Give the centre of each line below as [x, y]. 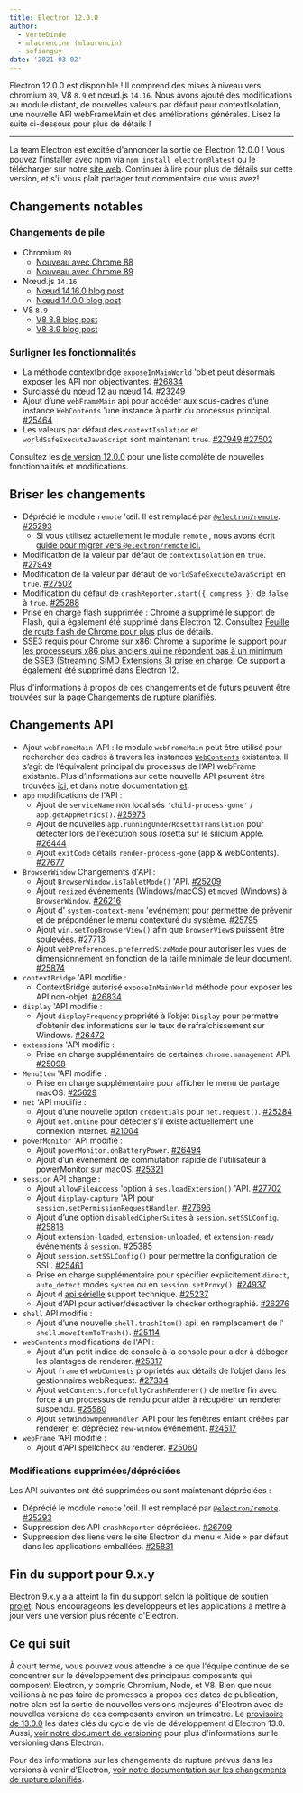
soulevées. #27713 [71, 939]
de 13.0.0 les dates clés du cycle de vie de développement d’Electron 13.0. [147, 1723]
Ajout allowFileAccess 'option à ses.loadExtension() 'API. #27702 [159, 1188]
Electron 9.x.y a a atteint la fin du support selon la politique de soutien [139, 1596]
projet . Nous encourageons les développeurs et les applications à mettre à [148, 1606]
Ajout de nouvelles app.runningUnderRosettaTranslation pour [150, 823]
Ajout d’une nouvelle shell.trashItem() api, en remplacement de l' [160, 1323]
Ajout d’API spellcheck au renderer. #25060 [117, 1447]
